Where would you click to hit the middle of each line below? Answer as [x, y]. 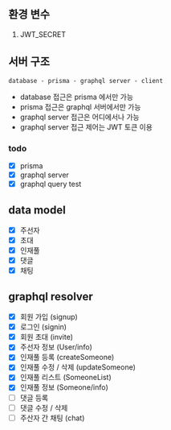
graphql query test [51, 184]
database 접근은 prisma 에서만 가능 [77, 97]
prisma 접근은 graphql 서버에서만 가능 [80, 106]
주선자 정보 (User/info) [56, 347]
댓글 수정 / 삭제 [44, 407]
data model [37, 210]
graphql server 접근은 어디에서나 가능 [79, 117]
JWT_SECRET [43, 34]
